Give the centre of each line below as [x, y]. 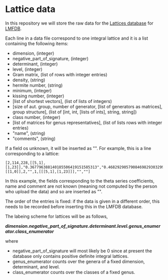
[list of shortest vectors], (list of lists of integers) [62, 101]
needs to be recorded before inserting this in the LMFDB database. [74, 206]
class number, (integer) [36, 117]
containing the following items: [37, 43]
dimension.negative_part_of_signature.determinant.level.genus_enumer [83, 226]
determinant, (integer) [35, 64]
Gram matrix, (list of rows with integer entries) [60, 74]
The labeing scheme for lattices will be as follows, [56, 216]
